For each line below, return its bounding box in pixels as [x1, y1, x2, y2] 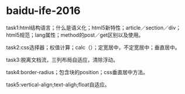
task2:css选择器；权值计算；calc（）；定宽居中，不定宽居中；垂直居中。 [6, 44, 180, 51]
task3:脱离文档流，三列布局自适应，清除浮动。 [6, 56, 119, 63]
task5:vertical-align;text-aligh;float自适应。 [6, 81, 110, 88]
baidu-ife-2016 [6, 4, 81, 18]
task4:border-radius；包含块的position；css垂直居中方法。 [6, 68, 148, 75]
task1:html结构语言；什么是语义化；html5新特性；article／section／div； [6, 24, 181, 31]
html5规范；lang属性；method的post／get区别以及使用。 [6, 31, 144, 39]
